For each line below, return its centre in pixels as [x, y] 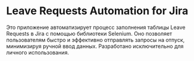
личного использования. [38, 52]
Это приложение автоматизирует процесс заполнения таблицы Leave [96, 27]
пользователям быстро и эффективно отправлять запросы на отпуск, [96, 40]
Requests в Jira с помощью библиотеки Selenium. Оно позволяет [89, 33]
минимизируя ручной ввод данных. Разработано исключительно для [95, 46]
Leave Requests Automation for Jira [97, 11]
